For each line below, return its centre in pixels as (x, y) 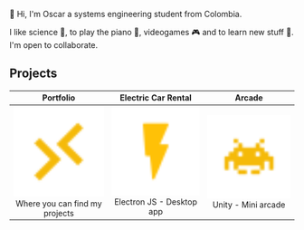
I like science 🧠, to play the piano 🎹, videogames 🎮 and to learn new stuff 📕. (152, 32)
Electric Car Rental (156, 98)
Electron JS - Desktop (156, 202)
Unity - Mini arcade (249, 205)
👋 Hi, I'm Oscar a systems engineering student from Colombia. (126, 14)
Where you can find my (58, 203)
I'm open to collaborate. (54, 45)
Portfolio (59, 98)
